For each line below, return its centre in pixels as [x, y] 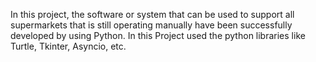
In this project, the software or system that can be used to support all [152, 14]
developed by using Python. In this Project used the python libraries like [158, 35]
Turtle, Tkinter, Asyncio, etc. [68, 46]
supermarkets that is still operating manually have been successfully [151, 25]
